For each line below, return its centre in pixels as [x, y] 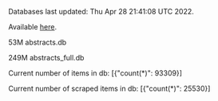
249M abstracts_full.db [46, 58]
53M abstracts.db [38, 42]
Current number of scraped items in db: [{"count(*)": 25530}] [109, 88]
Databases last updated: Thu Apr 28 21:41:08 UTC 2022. [101, 12]
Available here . [33, 27]
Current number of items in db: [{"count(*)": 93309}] [95, 73]
